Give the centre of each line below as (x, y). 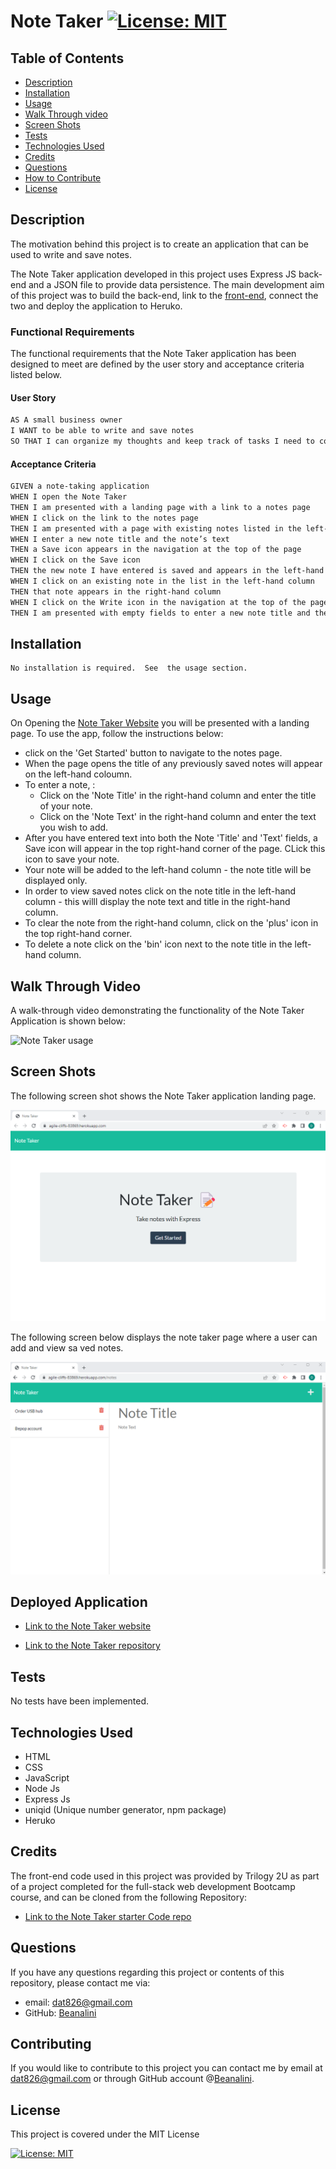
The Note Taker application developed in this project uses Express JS (153, 274)
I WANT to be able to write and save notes (102, 431)
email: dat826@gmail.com (78, 2002)
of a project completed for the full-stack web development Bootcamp (153, 1886)
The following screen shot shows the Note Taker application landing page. (163, 1096)
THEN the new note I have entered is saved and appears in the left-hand (167, 571)
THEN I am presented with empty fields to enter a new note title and (160, 613)
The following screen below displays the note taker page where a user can (164, 1337)
